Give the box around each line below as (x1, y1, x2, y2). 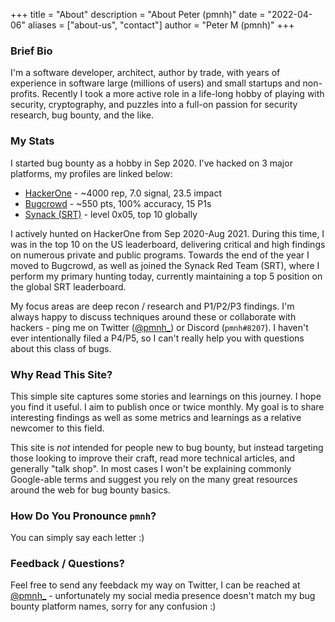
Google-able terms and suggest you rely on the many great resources (10, 473, 298, 485)
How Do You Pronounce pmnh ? (10, 509, 157, 523)
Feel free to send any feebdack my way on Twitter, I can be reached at (10, 579, 301, 591)
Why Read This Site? (10, 367, 113, 381)
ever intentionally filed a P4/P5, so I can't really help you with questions (10, 332, 305, 344)
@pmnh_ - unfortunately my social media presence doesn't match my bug (10, 590, 316, 602)
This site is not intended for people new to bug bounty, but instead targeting (10, 441, 324, 453)
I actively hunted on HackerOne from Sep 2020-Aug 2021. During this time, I (10, 227, 325, 239)
